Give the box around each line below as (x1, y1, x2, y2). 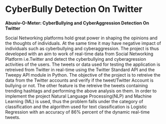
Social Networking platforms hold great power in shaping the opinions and (5, 35, 158, 41)
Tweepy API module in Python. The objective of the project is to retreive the (5, 72, 161, 78)
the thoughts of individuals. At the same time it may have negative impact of (5, 40, 161, 46)
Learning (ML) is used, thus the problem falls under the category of (5, 98, 144, 104)
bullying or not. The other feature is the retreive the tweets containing (5, 82, 148, 88)
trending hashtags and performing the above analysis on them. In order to (5, 88, 157, 94)
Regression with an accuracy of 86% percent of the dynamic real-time (5, 109, 150, 115)
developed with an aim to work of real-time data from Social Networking (5, 51, 154, 57)
